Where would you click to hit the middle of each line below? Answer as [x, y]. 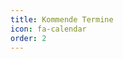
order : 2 [28, 38]
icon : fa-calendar [48, 29]
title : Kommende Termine [62, 19]
